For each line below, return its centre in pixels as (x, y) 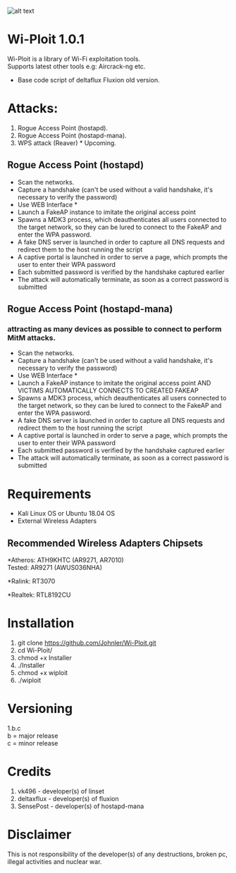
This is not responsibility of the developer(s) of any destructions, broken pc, (117, 854)
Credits (29, 772)
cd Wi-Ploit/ (35, 650)
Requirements (49, 494)
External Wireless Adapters (57, 521)
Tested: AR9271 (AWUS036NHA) (55, 568)
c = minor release (33, 743)
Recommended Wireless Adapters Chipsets (105, 543)
